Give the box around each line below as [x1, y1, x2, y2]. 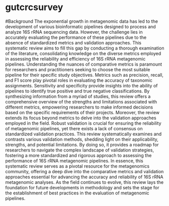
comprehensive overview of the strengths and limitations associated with [5, 98, 157, 105]
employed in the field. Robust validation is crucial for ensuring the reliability [5, 120, 161, 126]
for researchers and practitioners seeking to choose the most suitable [5, 66, 150, 72]
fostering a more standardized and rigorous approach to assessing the [5, 152, 152, 158]
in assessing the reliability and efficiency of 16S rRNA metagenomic [5, 56, 146, 62]
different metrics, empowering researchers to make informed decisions [5, 104, 153, 110]
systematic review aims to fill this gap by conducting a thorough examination [5, 45, 164, 51]
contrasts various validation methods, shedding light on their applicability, [5, 136, 159, 142]
